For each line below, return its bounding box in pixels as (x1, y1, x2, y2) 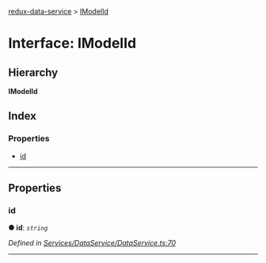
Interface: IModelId (8, 35, 137, 52)
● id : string (8, 223, 48, 232)
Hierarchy (8, 66, 59, 79)
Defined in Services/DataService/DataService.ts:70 (8, 239, 177, 248)
